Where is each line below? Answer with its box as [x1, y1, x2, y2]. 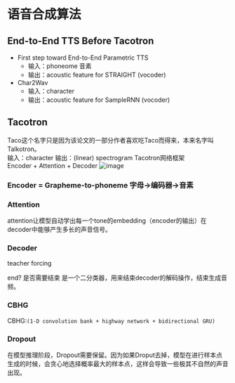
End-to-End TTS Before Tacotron [7, 34, 154, 46]
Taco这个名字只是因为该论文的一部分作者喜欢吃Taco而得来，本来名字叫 [7, 136, 214, 144]
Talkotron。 [7, 145, 41, 153]
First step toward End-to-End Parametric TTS [17, 53, 149, 62]
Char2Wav [17, 79, 48, 86]
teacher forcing [7, 259, 52, 268]
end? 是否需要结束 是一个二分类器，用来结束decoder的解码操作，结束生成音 [7, 273, 228, 282]
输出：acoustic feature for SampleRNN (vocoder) [27, 96, 170, 104]
